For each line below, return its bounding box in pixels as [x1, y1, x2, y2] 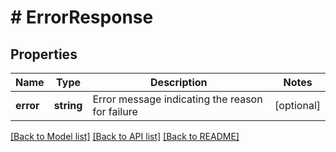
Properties [10, 46, 78, 63]
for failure [92, 105, 138, 118]
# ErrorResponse [10, 6, 154, 29]
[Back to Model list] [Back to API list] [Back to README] [10, 131, 240, 142]
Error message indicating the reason [92, 92, 263, 106]
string [53, 99, 83, 112]
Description [150, 76, 208, 89]
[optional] [274, 99, 321, 112]
